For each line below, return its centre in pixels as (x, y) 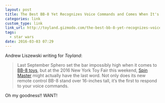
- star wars (22, 37)
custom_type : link (24, 23)
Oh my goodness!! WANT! (31, 95)
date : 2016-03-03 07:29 (29, 42)
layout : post (18, 10)
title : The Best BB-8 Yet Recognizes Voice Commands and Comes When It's (82, 14)
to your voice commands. (43, 86)
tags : (11, 32)
